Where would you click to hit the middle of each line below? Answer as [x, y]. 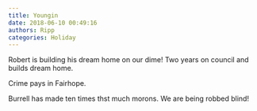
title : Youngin [33, 15]
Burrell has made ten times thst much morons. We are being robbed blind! [129, 98]
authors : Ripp [32, 30]
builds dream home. [41, 68]
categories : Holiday [42, 37]
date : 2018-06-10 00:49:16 [53, 23]
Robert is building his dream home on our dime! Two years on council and [128, 60]
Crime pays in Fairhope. [47, 83]
